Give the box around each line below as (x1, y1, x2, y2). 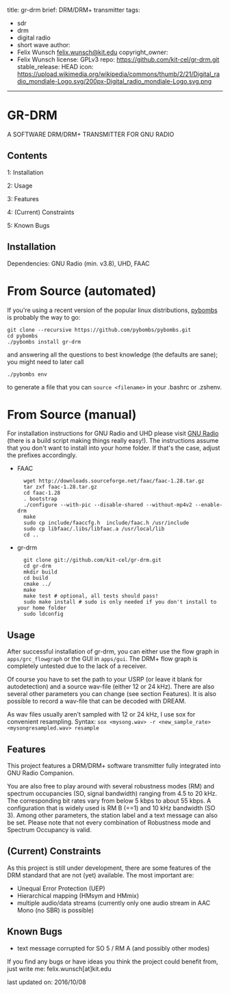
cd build (23, 575, 49, 582)
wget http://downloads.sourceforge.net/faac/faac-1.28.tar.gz (23, 478, 205, 485)
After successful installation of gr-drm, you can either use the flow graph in (7, 647, 220, 656)
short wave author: (16, 41, 71, 49)
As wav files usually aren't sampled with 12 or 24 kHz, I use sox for (7, 710, 196, 719)
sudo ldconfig (23, 610, 64, 618)
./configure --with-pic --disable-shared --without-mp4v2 (23, 502, 192, 508)
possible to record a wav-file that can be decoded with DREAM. (7, 697, 186, 706)
